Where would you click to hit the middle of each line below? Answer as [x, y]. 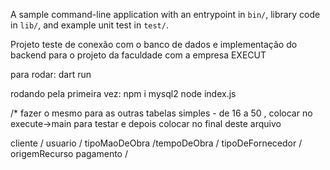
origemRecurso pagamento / [69, 153]
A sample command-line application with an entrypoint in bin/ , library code [165, 14]
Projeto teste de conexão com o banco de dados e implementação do [154, 44]
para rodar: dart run [51, 74]
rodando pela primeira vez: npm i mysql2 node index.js [123, 93]
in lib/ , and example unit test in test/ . [89, 25]
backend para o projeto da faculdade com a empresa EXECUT [138, 55]
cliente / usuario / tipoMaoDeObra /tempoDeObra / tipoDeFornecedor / [156, 143]
